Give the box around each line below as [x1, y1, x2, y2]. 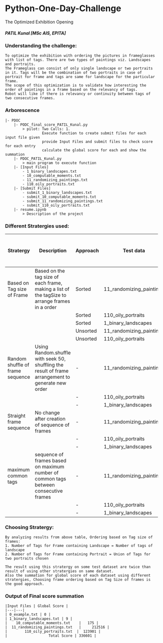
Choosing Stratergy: [5, 524, 54, 530]
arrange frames [34, 298, 70, 305]
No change [34, 409, 60, 416]
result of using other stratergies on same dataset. [5, 569, 114, 574]
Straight [7, 412, 26, 419]
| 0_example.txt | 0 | [5, 612, 51, 617]
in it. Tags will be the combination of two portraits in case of [5, 70, 142, 75]
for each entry [5, 144, 36, 148]
